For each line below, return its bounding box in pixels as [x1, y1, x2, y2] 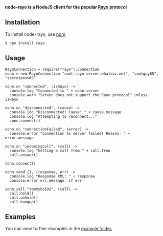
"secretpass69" [5, 75, 36, 80]
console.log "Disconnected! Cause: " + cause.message [9, 109, 121, 114]
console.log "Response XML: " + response [9, 173, 95, 179]
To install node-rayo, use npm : [5, 31, 67, 37]
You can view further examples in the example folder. [5, 226, 113, 232]
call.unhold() [9, 195, 38, 200]
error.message [5, 135, 34, 140]
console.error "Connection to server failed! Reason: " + [9, 131, 131, 136]
